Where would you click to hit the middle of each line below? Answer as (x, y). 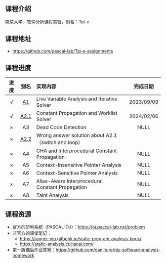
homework (23, 256)
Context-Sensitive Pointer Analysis (77, 173)
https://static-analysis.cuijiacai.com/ (57, 244)
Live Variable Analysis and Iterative (77, 99)
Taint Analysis (53, 195)
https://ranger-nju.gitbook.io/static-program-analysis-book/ (81, 239)
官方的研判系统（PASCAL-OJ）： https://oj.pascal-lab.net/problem (79, 227)
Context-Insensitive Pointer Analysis (79, 165)
